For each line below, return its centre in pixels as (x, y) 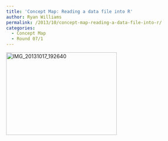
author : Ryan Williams (34, 17)
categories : (21, 28)
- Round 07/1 (27, 39)
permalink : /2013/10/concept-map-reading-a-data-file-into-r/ (84, 22)
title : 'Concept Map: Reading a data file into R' (70, 11)
